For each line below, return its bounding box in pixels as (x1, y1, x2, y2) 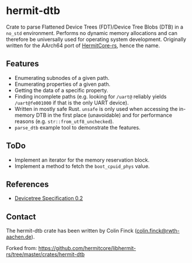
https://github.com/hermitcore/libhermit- (38, 245, 136, 252)
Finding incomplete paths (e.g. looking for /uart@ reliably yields (14, 93, 167, 100)
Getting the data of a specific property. (14, 86, 109, 94)
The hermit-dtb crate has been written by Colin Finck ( (6, 227, 137, 234)
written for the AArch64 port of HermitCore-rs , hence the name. (6, 42, 160, 49)
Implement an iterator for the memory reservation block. (14, 156, 150, 163)
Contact (6, 212, 36, 222)
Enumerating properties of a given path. (14, 80, 111, 87)
